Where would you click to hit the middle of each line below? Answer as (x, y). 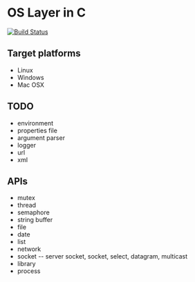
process (29, 271)
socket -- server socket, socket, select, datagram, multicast (102, 256)
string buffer (35, 220)
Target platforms (44, 53)
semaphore (33, 212)
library (26, 264)
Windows (30, 77)
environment (35, 123)
